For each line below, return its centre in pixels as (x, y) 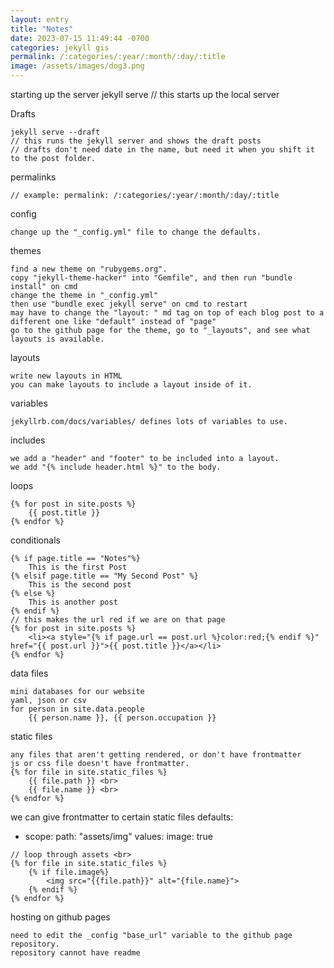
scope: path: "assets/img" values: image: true (118, 836)
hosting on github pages (60, 917)
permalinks (33, 177)
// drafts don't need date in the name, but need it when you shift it (162, 150)
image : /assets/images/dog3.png (77, 66)
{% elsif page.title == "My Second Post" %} (104, 576)
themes (26, 250)
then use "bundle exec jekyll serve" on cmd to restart (129, 304)
